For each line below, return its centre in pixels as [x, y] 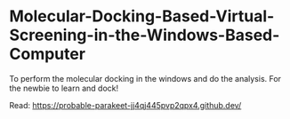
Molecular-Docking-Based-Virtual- [142, 16]
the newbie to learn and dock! [64, 88]
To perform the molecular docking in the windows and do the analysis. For [145, 78]
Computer [48, 54]
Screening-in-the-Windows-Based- [145, 35]
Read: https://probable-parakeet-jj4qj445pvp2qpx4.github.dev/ [125, 105]
